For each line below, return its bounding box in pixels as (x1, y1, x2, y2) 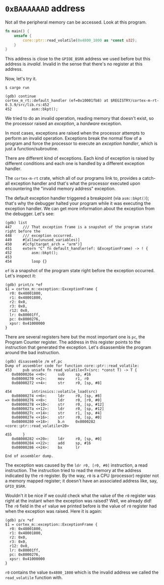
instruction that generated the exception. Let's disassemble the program (5, 344, 151, 350)
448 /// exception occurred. (5, 233, 74, 238)
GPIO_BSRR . (5, 483, 27, 489)
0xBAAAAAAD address (5, 3, 85, 14)
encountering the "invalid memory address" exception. (5, 186, 116, 192)
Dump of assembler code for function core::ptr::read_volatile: (5, 363, 139, 368)
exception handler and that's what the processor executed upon (10, 180, 141, 187)
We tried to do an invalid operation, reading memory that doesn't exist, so (5, 115, 154, 121)
